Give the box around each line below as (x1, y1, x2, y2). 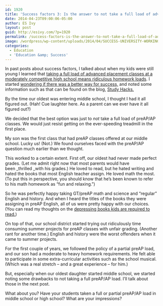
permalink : (5, 35, 27, 39)
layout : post (5, 25, 32, 30)
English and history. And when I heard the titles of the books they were (5, 196, 147, 202)
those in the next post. (5, 281, 50, 287)
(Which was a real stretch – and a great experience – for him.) (5, 261, 129, 267)
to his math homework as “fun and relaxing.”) (5, 181, 96, 187)
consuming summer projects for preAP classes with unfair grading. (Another (5, 226, 158, 232)
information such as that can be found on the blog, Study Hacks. (5, 86, 134, 93)
